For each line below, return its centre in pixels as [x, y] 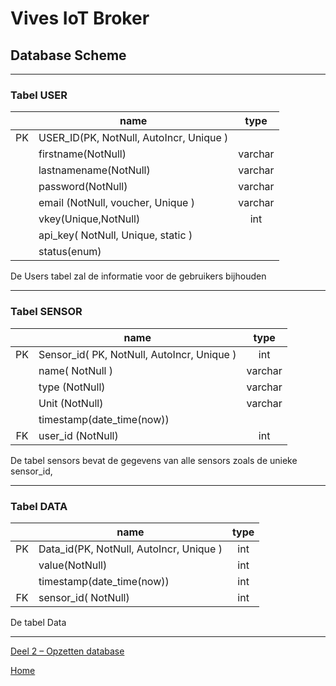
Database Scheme [68, 55]
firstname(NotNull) [82, 154]
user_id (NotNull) [78, 435]
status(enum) [70, 252]
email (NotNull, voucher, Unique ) [116, 203]
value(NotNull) [73, 565]
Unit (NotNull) [71, 403]
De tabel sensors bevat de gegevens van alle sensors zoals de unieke [154, 460]
